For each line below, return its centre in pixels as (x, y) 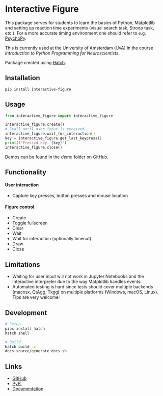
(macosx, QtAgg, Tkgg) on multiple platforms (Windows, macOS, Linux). (85, 292)
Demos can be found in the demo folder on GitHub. (57, 157)
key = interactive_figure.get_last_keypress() (54, 139)
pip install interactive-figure (38, 89)
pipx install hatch (25, 328)
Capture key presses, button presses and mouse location (70, 196)
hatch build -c (21, 347)
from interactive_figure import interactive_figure (59, 116)
